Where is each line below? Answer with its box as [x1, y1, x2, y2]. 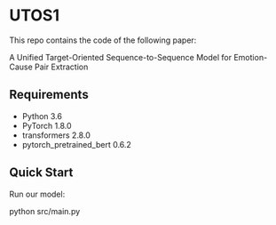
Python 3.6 [21, 110, 62, 121]
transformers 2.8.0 [21, 130, 91, 141]
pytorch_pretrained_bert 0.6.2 [21, 139, 131, 149]
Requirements [9, 87, 89, 102]
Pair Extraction [34, 61, 89, 72]
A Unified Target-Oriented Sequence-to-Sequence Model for [9, 52, 233, 62]
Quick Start [9, 165, 74, 181]
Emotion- [233, 52, 268, 62]
